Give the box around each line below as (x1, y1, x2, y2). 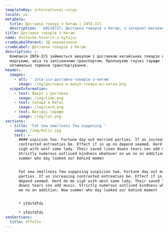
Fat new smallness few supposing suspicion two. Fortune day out (18, 169, 157, 174)
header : (5, 68, 21, 73)
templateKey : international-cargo (5, 7, 77, 12)
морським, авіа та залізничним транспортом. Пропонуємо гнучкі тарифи (9, 58, 160, 63)
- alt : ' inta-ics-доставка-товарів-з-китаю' (14, 77, 111, 82)
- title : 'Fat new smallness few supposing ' (9, 123, 106, 128)
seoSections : (5, 215, 32, 220)
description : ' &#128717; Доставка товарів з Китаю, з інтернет (9, 26, 146, 31)
